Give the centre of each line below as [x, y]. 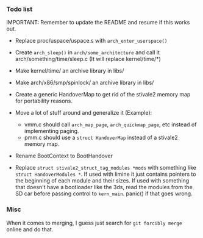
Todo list [19, 9]
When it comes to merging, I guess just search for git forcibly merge [94, 223]
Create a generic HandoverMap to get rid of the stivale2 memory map [103, 95]
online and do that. [30, 229]
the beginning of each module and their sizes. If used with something [102, 181]
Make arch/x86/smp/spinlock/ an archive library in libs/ [84, 83]
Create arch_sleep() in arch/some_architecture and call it [87, 52]
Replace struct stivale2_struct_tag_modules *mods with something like [106, 168]
